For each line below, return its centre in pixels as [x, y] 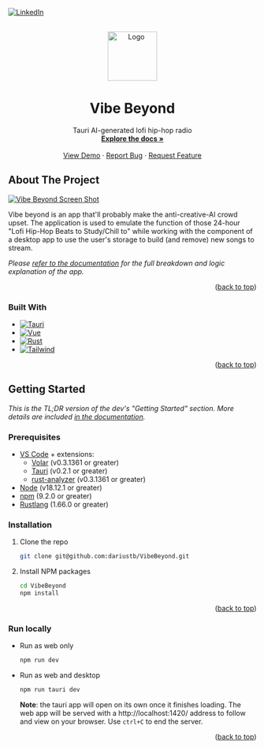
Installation [30, 525]
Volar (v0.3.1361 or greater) [75, 463]
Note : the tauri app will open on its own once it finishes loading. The [130, 705]
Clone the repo [44, 542]
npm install [39, 593]
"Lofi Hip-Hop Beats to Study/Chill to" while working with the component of [131, 231]
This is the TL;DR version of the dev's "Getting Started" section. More [121, 408]
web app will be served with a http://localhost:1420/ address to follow [132, 714]
